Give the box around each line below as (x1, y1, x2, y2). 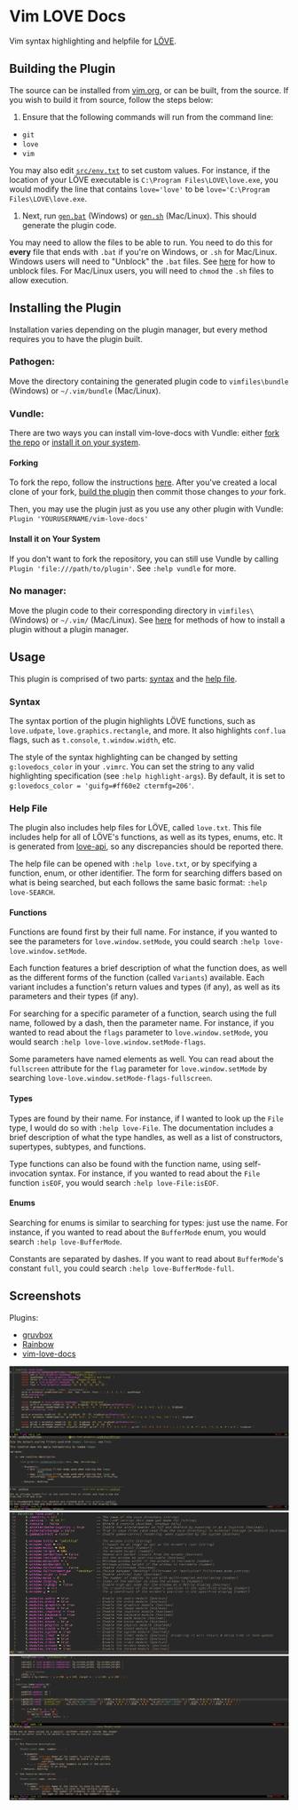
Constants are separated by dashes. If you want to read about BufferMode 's (9, 1253, 284, 1264)
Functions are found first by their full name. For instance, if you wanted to (9, 926, 278, 938)
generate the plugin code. (21, 219, 117, 230)
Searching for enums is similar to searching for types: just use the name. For (9, 1217, 288, 1227)
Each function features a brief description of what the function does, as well (9, 963, 287, 973)
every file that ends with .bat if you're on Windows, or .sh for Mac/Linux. (9, 246, 278, 257)
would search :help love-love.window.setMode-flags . (9, 1036, 207, 1047)
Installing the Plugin (9, 300, 122, 316)
